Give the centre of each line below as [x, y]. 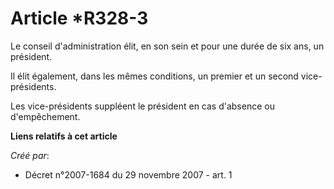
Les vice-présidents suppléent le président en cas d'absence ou [142, 106]
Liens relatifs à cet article [64, 136]
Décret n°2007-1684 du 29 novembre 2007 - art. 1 [128, 174]
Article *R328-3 [79, 18]
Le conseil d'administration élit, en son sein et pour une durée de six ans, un [167, 46]
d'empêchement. [45, 116]
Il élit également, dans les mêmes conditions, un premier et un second [154, 76]
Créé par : [30, 155]
